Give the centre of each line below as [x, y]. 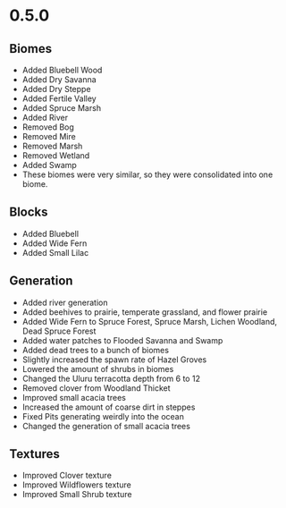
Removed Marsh [52, 146]
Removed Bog [48, 127]
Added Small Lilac [55, 252]
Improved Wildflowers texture [76, 485]
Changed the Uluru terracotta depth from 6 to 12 [111, 378]
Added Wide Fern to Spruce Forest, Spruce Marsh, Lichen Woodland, [150, 321]
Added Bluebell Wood [62, 70]
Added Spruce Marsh [61, 108]
